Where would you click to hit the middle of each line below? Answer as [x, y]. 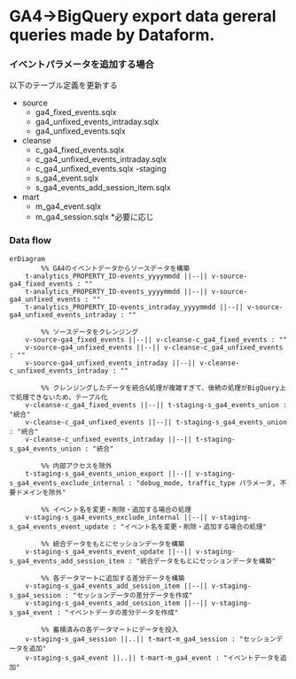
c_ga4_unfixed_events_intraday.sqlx [101, 159]
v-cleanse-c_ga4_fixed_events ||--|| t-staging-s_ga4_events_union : [156, 405]
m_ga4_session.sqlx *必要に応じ [94, 217]
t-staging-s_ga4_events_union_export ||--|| [109, 474]
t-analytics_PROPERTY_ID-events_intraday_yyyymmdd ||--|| [134, 307]
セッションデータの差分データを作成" [135, 595]
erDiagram [27, 258]
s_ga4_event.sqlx [67, 178]
